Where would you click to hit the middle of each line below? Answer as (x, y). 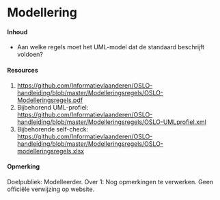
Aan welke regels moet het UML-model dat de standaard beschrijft (111, 47)
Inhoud (17, 32)
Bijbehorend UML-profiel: (53, 107)
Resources (23, 70)
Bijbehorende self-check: (53, 129)
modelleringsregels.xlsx (51, 151)
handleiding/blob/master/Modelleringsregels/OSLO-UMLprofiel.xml (111, 122)
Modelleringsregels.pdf (50, 100)
